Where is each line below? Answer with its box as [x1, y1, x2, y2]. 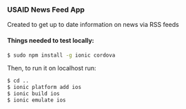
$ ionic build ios [7, 90, 60, 97]
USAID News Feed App [7, 5, 85, 14]
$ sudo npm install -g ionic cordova [7, 52, 116, 59]
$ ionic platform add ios [7, 84, 81, 91]
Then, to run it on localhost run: [7, 64, 96, 72]
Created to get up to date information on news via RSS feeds [7, 21, 179, 29]
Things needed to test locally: [7, 36, 94, 44]
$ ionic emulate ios [7, 97, 67, 103]
